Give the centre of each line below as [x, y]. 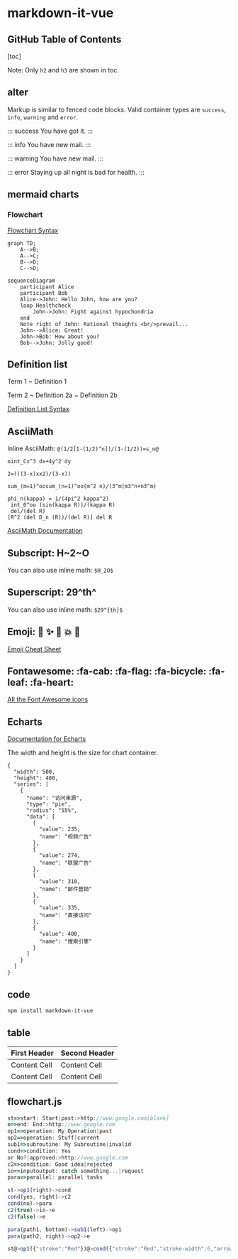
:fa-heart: [52, 682]
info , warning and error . [43, 117]
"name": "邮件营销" [65, 890]
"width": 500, [34, 772]
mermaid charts [43, 194]
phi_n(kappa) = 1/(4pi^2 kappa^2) [58, 499]
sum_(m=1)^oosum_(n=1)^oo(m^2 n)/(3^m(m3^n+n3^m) [82, 487]
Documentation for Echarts [47, 739]
